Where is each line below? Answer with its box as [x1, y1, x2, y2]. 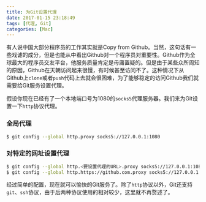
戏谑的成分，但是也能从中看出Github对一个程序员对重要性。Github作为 [11, 51, 191, 59]
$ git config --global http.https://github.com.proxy [6, 169, 147, 175]
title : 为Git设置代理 [6, 9, 57, 15]
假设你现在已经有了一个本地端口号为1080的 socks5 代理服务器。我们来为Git [6, 95, 193, 102]
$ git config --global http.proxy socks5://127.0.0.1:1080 [6, 133, 161, 140]
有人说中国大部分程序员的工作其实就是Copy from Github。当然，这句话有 [6, 43, 191, 51]
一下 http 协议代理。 [11, 102, 61, 110]
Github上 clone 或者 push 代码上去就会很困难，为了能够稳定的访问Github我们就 [6, 74, 199, 81]
